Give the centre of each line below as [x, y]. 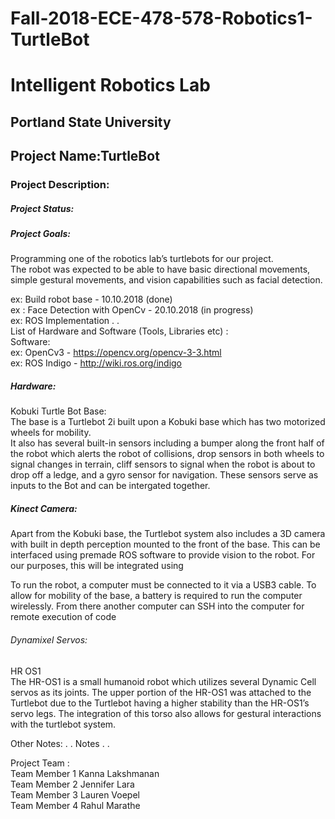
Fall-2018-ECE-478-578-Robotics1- [161, 18]
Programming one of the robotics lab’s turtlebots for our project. [142, 259]
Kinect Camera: [44, 508]
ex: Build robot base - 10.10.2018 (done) [91, 299]
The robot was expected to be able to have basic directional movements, [160, 269]
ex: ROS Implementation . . [65, 321]
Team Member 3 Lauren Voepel [75, 794]
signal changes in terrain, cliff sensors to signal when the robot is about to [163, 464]
